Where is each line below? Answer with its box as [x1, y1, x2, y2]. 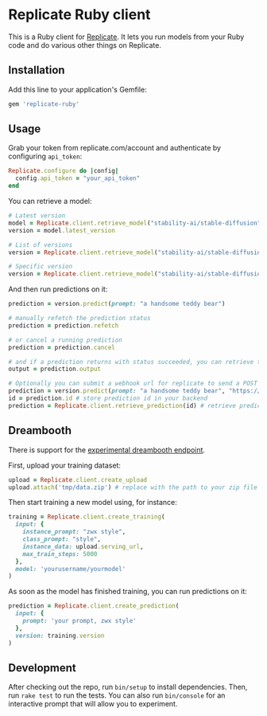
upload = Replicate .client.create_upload [8, 475, 148, 483]
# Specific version [8, 263, 73, 271]
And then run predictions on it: [8, 284, 108, 294]
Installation [8, 64, 65, 77]
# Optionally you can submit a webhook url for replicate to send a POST [8, 380, 258, 388]
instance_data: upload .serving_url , [22, 542, 145, 550]
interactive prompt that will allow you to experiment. [8, 699, 178, 709]
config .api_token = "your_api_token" [15, 174, 141, 182]
